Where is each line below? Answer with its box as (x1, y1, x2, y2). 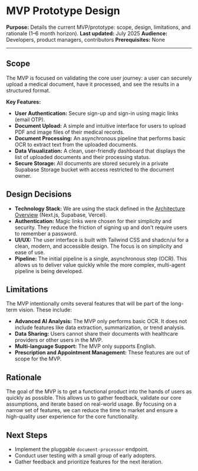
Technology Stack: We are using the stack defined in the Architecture (14, 205, 186, 212)
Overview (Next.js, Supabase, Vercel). (14, 211, 107, 218)
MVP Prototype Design (6, 4, 120, 18)
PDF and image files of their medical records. (14, 128, 125, 135)
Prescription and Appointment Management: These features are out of (14, 349, 190, 356)
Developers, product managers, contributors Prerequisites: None (6, 36, 165, 43)
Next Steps (6, 430, 48, 440)
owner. (14, 172, 32, 179)
